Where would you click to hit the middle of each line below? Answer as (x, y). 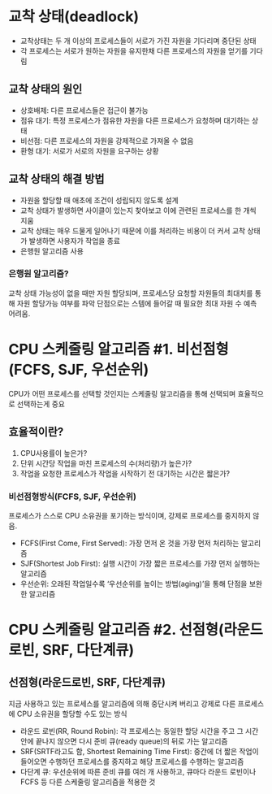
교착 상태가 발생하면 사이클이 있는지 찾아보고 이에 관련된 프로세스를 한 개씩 (138, 210)
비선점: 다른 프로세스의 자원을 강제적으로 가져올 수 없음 (107, 141)
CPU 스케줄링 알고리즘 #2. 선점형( (117, 630)
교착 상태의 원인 (45, 89)
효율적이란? (36, 432)
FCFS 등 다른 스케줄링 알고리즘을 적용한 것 (88, 782)
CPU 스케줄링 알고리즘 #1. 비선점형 (119, 349)
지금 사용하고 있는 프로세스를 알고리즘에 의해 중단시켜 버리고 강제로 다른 (122, 703)
